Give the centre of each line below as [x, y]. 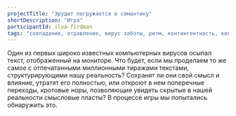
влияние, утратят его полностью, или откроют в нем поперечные [106, 83]
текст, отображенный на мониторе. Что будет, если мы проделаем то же [117, 61]
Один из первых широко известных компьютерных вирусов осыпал [110, 53]
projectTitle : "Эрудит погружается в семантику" [80, 14]
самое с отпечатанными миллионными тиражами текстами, [98, 68]
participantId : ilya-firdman [50, 27]
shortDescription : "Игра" [45, 20]
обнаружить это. [32, 105]
